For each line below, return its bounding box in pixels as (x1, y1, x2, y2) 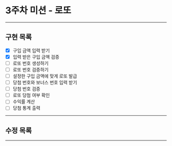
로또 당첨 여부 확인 (12, 92, 50, 99)
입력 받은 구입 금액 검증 (12, 54, 60, 60)
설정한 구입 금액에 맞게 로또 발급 (12, 73, 77, 79)
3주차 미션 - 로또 (5, 5, 72, 16)
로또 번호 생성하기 (12, 60, 49, 66)
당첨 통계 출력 (12, 105, 40, 111)
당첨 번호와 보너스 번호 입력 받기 (12, 80, 77, 86)
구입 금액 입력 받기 (12, 47, 50, 54)
